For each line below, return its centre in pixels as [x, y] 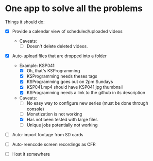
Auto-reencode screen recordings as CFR [54, 144]
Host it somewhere [31, 154]
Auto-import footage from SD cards [48, 134]
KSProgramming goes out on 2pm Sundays [70, 82]
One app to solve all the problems [74, 8]
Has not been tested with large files [62, 119]
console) [35, 109]
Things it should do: [25, 22]
